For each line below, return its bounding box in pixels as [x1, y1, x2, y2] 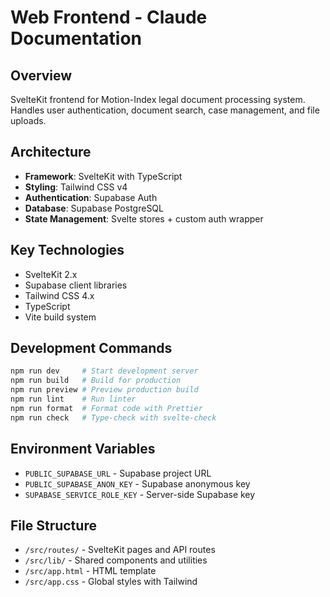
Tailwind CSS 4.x [24, 289, 95, 301]
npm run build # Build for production [10, 376, 182, 386]
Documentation [10, 27, 143, 50]
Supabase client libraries [24, 279, 128, 291]
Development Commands [10, 340, 173, 357]
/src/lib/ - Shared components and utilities [24, 554, 208, 566]
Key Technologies [10, 242, 125, 259]
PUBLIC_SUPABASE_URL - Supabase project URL [24, 467, 212, 479]
